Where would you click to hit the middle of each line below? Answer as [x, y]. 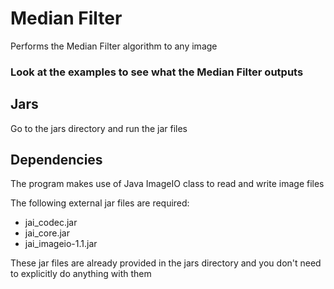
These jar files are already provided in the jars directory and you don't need [166, 263]
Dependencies [56, 160]
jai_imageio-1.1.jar [61, 244]
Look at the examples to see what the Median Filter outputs [157, 72]
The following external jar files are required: [100, 203]
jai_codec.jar [51, 223]
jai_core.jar [47, 233]
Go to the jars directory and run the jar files [99, 128]
